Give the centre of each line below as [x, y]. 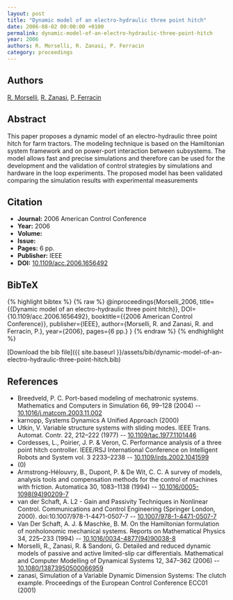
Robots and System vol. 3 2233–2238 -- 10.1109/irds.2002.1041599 [113, 457]
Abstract [27, 119]
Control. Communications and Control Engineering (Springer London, [116, 509]
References [33, 381]
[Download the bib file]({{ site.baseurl [61, 352]
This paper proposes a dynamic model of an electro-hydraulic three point [112, 136]
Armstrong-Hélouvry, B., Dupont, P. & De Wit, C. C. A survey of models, [120, 472]
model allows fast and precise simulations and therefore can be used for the [116, 158]
